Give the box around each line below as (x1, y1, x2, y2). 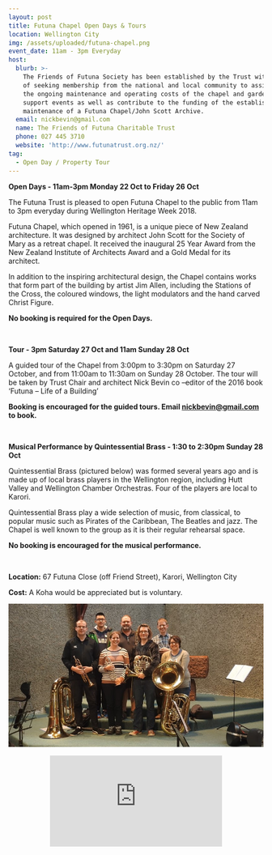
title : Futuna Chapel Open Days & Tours (8, 21, 147, 30)
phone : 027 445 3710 (15, 133, 85, 141)
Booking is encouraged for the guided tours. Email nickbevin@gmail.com (8, 402, 260, 411)
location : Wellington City (8, 30, 100, 38)
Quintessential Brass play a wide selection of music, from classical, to (8, 507, 241, 517)
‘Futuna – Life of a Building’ (8, 385, 99, 396)
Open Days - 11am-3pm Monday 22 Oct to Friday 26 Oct (8, 181, 200, 191)
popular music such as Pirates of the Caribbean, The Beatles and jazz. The (8, 516, 257, 525)
